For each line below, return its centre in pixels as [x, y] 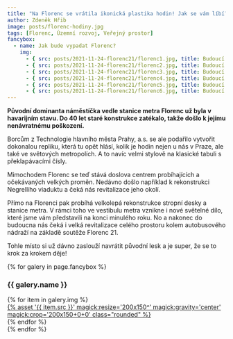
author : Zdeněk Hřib [37, 20]
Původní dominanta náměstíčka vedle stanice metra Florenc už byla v [109, 111]
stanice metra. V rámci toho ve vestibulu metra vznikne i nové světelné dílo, [115, 210]
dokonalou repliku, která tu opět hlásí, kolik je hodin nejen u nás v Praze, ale [115, 147]
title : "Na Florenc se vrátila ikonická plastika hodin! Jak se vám [108, 14]
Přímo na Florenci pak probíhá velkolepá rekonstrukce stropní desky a [107, 203]
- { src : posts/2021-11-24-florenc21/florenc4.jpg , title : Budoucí [125, 78]
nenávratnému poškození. [46, 126]
